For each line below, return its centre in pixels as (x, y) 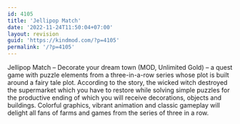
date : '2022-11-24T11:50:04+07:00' (60, 27)
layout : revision (33, 34)
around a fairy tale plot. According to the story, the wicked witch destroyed (117, 82)
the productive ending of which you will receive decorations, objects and (114, 98)
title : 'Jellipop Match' (44, 21)
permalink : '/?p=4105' (41, 47)
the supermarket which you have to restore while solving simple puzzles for (119, 90)
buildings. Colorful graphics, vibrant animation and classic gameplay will (114, 105)
